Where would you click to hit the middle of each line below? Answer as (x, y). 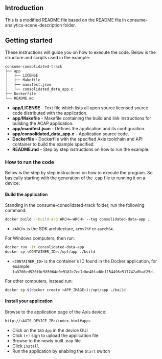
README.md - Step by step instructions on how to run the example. (81, 149)
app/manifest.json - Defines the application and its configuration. (79, 128)
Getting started (29, 40)
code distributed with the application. (50, 113)
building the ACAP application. (43, 123)
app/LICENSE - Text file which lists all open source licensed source (80, 108)
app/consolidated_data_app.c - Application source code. (71, 134)
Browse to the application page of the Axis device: (56, 312)
